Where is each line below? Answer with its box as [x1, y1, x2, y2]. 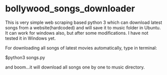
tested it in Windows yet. [5, 35, 56, 41]
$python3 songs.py [5, 54, 45, 60]
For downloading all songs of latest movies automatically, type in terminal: [5, 45, 157, 51]
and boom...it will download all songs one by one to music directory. [5, 64, 145, 70]
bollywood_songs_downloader [5, 3, 136, 14]
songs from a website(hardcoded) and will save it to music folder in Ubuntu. [5, 24, 161, 30]
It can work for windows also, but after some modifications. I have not [5, 30, 149, 36]
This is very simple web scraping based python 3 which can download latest [5, 19, 163, 25]
